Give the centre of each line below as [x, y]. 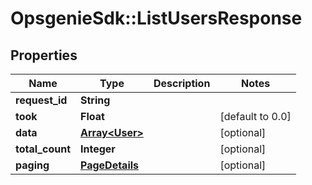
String [95, 100]
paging [32, 165]
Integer [98, 149]
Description [182, 83]
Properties [44, 55]
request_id [41, 100]
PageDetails [110, 165]
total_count [43, 149]
